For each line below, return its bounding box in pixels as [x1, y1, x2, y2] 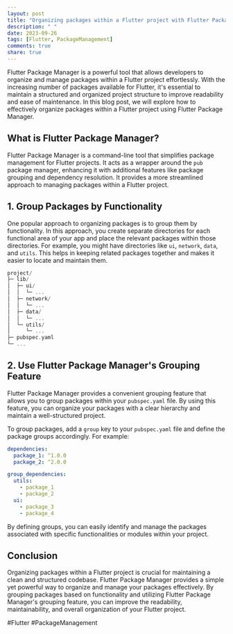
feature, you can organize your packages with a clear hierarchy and [7, 404, 200, 412]
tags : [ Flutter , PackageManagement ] [7, 36, 113, 43]
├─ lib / [7, 276, 30, 283]
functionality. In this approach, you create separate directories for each [7, 227, 211, 235]
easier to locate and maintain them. [7, 256, 108, 264]
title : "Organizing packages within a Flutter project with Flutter [7, 17, 209, 24]
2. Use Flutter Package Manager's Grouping [7, 359, 200, 372]
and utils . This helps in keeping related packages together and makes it [7, 248, 215, 257]
